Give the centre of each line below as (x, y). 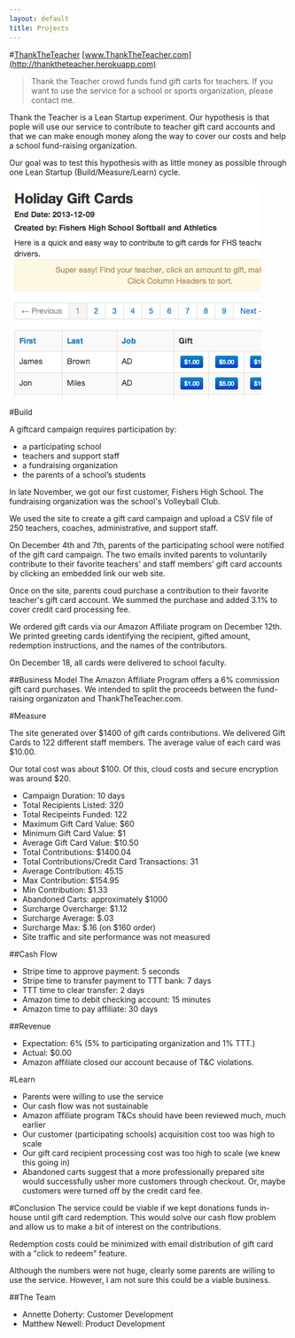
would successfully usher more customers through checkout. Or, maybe (154, 1181)
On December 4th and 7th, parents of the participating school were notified (147, 544)
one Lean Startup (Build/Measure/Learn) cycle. (95, 172)
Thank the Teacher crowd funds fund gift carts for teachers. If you (151, 81)
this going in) (46, 1162)
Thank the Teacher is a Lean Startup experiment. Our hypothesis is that (140, 117)
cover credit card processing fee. (70, 609)
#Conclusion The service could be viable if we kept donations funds (134, 1208)
